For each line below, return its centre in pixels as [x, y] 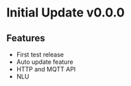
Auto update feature [45, 62]
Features [26, 38]
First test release [40, 54]
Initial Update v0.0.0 [65, 13]
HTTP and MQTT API [46, 69]
